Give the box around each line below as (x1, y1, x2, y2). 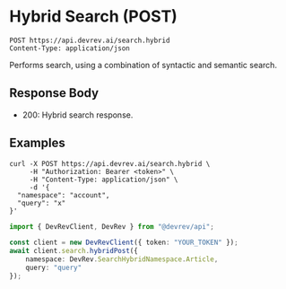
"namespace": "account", (17, 190, 110, 199)
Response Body (9, 85, 100, 101)
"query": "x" (17, 198, 66, 207)
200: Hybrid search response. (22, 109, 134, 120)
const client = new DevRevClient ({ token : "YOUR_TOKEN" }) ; (9, 238, 239, 248)
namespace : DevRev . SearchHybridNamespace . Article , (25, 255, 219, 264)
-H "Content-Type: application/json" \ (29, 175, 178, 184)
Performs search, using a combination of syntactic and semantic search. (9, 59, 278, 70)
